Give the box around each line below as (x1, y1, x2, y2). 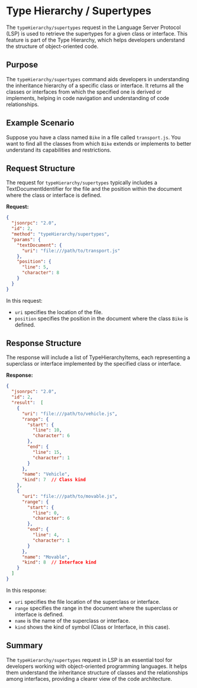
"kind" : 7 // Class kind (21, 477, 86, 483)
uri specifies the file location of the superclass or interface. (14, 598, 161, 605)
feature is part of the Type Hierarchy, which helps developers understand (6, 36, 185, 43)
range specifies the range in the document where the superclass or (14, 604, 179, 612)
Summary (6, 641, 43, 651)
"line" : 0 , (32, 510, 60, 516)
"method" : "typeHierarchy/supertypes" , (11, 231, 110, 237)
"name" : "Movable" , (21, 554, 70, 560)
